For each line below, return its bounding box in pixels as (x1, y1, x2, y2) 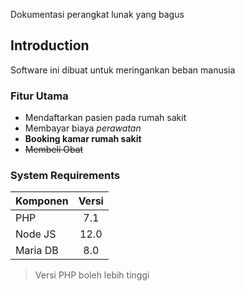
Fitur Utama (10, 89, 69, 103)
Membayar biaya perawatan (24, 122, 142, 134)
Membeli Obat (24, 144, 84, 156)
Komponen (15, 194, 69, 208)
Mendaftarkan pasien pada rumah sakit (24, 112, 187, 124)
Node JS (15, 227, 57, 241)
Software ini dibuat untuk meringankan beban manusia (10, 64, 236, 76)
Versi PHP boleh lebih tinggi (34, 269, 150, 281)
